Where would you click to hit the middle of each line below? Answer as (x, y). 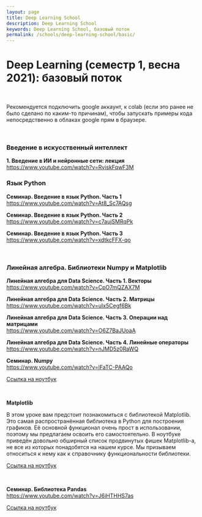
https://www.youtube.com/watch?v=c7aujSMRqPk (70, 221)
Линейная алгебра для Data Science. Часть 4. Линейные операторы (97, 342)
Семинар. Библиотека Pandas (47, 489)
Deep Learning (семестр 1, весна (93, 65)
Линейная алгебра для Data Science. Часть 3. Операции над (87, 317)
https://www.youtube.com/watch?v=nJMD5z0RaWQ (73, 349)
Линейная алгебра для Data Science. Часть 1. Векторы (79, 281)
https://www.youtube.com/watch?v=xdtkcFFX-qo (69, 240)
